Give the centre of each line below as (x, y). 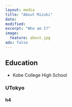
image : (12, 33)
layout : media (20, 10)
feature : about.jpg (30, 38)
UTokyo (15, 88)
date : (11, 19)
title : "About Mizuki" (29, 15)
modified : (16, 24)
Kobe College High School (40, 75)
